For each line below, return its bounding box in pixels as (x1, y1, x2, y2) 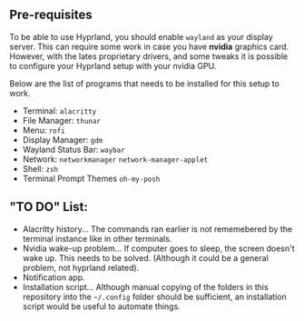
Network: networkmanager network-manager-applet (22, 154, 209, 165)
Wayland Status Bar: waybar (22, 144, 125, 155)
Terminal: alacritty (22, 105, 97, 116)
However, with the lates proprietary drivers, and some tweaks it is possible (9, 50, 289, 62)
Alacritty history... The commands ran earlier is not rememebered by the (22, 223, 293, 235)
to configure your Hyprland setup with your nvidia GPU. (9, 60, 217, 71)
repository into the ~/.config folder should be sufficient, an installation (22, 291, 288, 302)
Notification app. (22, 272, 85, 283)
